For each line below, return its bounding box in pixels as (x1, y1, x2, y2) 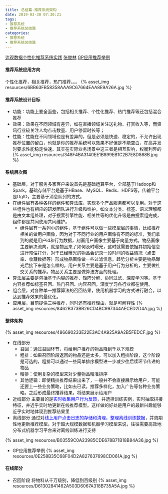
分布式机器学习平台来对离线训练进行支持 (12, 427, 96, 433)
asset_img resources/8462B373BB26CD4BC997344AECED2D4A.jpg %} (12, 306, 162, 312)
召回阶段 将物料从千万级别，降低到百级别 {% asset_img (12, 477, 126, 483)
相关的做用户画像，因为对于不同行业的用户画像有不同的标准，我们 (19, 231, 156, 237)
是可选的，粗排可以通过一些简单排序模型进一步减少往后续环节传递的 (19, 358, 160, 364)
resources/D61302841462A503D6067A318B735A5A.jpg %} (12, 482, 135, 488)
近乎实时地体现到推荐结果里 (12, 408, 70, 414)
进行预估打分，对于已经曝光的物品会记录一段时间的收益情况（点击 (19, 250, 156, 256)
